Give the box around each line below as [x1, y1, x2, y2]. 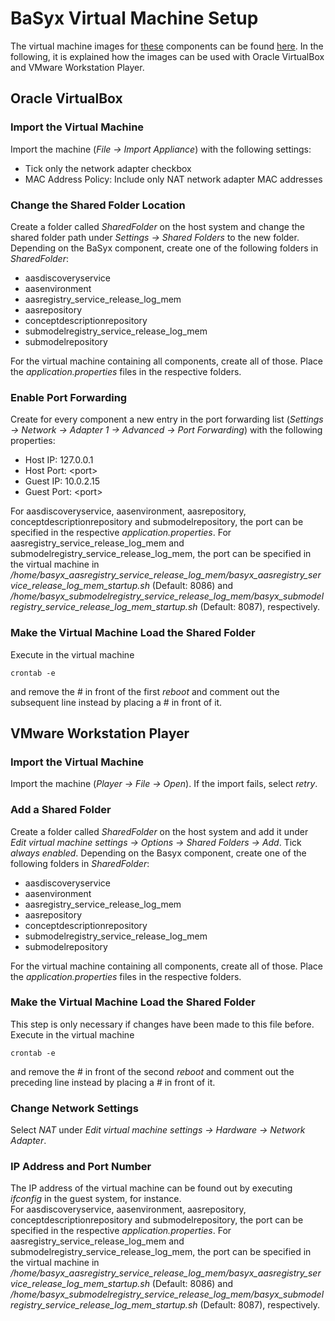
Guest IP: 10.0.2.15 [24, 475, 100, 487]
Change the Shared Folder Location [10, 198, 186, 212]
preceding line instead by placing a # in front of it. [10, 1076, 216, 1088]
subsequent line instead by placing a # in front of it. [10, 696, 223, 708]
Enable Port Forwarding [10, 390, 128, 404]
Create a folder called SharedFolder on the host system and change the [10, 220, 305, 232]
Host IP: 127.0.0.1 [24, 454, 94, 466]
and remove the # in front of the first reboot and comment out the [10, 685, 280, 697]
